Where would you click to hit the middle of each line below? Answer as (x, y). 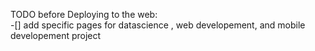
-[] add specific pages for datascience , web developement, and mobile (158, 25)
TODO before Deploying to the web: (84, 14)
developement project (56, 35)
